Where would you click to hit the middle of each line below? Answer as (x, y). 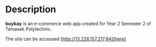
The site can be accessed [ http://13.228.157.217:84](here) (66, 39)
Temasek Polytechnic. (29, 29)
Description (31, 9)
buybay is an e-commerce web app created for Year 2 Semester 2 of (78, 24)
